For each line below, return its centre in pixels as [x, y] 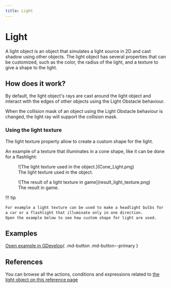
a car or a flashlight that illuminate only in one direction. [74, 213]
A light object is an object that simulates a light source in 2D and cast [78, 51]
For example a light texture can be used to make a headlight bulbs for [84, 207]
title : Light [19, 11]
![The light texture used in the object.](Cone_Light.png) [76, 166]
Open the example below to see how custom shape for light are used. [81, 218]
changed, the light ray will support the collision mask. [61, 117]
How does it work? [36, 83]
